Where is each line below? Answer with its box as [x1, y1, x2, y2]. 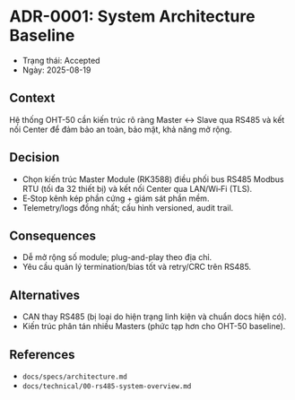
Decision [9, 150, 60, 165]
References [9, 347, 75, 362]
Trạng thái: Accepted [22, 55, 100, 65]
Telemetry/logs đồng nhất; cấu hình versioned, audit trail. [22, 202, 234, 213]
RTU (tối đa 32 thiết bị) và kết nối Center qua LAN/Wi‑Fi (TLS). [22, 183, 253, 194]
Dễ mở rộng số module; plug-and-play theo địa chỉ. [22, 252, 213, 263]
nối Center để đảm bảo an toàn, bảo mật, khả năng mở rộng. [9, 124, 232, 135]
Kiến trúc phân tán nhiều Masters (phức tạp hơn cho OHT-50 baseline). [22, 321, 286, 332]
